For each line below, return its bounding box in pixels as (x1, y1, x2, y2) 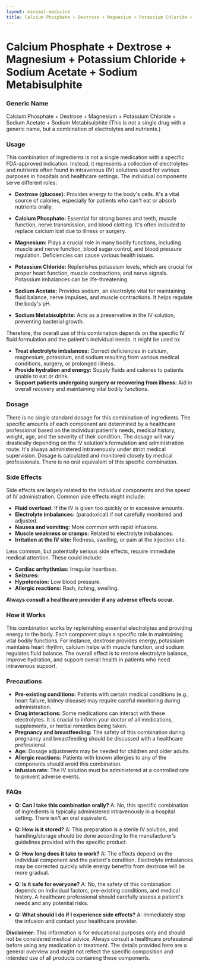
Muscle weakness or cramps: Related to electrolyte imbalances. (14, 530, 174, 537)
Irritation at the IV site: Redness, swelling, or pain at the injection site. (14, 536, 187, 543)
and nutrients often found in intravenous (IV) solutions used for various (6, 166, 179, 173)
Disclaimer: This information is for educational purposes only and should (6, 929, 185, 936)
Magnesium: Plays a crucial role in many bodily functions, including (14, 239, 181, 246)
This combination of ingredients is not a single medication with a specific (6, 154, 185, 161)
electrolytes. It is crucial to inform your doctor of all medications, (14, 716, 173, 723)
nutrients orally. (14, 203, 53, 210)
